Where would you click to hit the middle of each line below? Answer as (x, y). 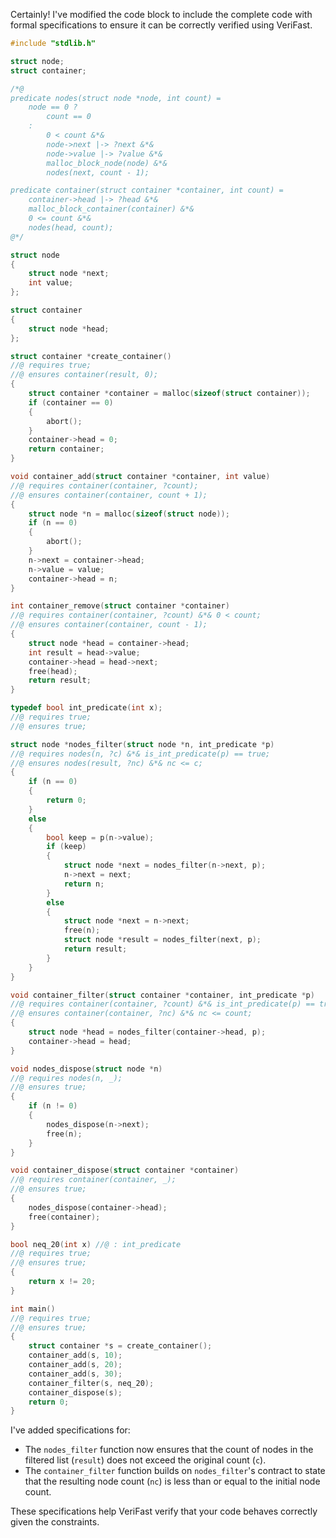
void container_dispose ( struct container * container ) (125, 1170)
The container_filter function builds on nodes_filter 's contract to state (175, 1471)
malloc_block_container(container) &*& (111, 209)
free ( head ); (53, 671)
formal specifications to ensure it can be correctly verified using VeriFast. (161, 25)
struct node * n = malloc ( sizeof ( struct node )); (129, 514)
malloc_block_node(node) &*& (107, 163)
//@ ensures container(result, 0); (84, 375)
